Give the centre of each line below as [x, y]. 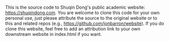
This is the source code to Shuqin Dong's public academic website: [75, 7]
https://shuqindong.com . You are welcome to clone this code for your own [82, 13]
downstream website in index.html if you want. [53, 34]
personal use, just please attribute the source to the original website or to [81, 18]
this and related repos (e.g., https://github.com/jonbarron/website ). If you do [85, 23]
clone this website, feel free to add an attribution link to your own [73, 29]
